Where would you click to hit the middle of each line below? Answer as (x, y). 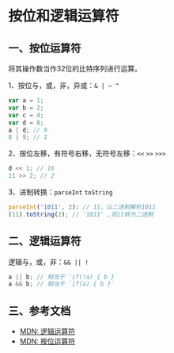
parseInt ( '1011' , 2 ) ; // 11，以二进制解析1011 (82, 207)
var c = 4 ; (26, 115)
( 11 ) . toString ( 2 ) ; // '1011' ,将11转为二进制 (81, 214)
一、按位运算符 (45, 48)
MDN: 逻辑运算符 (47, 332)
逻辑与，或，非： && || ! (49, 262)
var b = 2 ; (26, 108)
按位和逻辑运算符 (64, 16)
